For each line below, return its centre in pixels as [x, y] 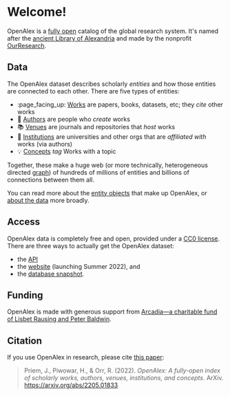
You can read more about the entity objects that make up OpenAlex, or [107, 192]
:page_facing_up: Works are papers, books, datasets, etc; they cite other [120, 104]
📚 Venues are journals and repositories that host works [96, 126]
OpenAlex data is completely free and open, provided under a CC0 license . [114, 239]
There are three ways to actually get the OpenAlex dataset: [91, 245]
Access [23, 222]
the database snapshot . [51, 274]
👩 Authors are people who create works [74, 119]
